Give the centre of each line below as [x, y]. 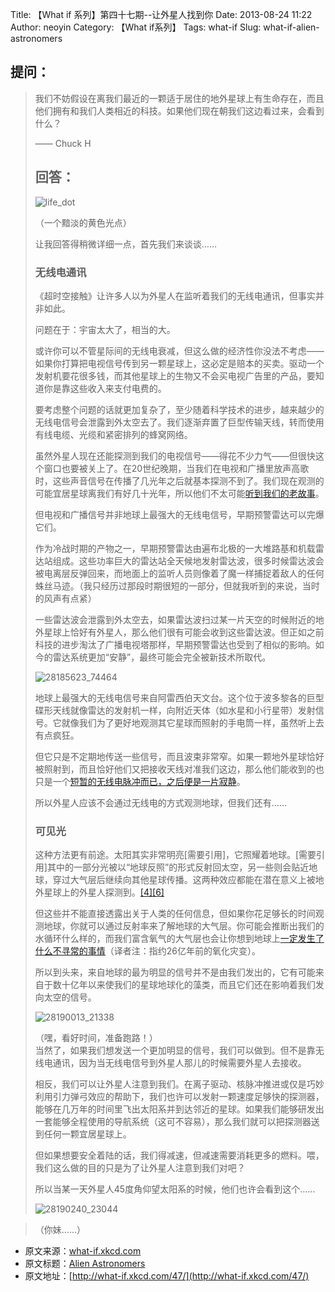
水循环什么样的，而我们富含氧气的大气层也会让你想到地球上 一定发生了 [179, 939]
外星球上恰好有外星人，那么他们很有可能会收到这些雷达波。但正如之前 [179, 632]
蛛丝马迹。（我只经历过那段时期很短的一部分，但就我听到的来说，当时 [177, 585]
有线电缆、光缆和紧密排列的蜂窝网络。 [113, 434]
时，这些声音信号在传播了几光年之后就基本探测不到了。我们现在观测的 [179, 480]
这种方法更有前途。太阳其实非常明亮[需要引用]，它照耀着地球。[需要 [175, 855]
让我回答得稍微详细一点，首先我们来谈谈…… [125, 244]
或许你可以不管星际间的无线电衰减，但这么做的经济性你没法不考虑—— [179, 350]
